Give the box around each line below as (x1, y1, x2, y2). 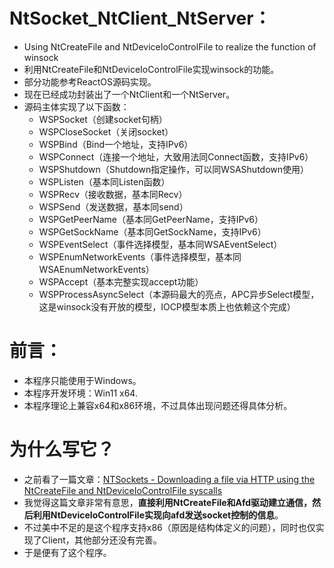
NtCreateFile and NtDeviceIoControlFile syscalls (23, 484, 223, 496)
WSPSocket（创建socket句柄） (38, 113, 168, 125)
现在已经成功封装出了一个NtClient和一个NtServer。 (23, 88, 236, 100)
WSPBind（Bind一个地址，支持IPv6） (38, 138, 194, 150)
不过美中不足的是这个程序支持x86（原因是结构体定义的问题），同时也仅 (23, 521, 316, 533)
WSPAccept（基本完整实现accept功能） (38, 275, 204, 288)
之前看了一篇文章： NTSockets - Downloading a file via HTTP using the (23, 473, 316, 485)
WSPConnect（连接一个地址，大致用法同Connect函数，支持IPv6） (38, 150, 314, 163)
